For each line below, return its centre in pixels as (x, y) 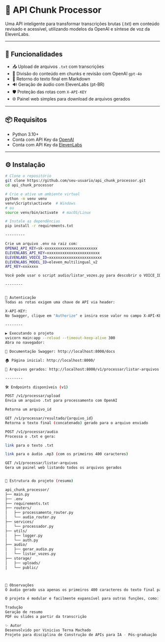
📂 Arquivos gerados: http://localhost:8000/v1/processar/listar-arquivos (82, 369)
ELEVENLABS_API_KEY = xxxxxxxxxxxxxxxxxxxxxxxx (52, 253)
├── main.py (17, 494)
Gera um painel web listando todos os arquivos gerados (63, 468)
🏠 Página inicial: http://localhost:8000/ (50, 360)
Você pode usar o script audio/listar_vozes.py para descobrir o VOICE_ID (83, 275)
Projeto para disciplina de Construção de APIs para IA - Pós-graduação (81, 635)
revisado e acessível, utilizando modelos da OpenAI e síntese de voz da (78, 29)
